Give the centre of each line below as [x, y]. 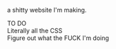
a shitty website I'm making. [47, 10]
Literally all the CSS [35, 31]
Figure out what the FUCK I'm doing [58, 38]
